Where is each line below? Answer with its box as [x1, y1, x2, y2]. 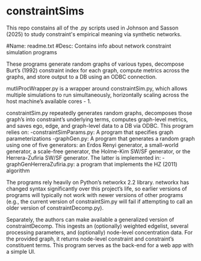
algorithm [6, 167, 30, 174]
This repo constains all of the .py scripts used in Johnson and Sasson [6, 24, 179, 31]
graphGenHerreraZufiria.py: [6, 160, 75, 168]
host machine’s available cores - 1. [6, 98, 91, 105]
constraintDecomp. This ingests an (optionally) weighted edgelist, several [6, 222, 188, 230]
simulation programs [6, 48, 57, 55]
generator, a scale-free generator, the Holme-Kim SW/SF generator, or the [6, 148, 191, 155]
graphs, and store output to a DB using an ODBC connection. [6, 73, 158, 80]
